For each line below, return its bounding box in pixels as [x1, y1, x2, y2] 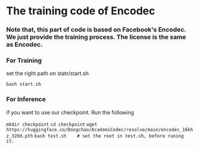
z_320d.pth [6, 133, 33, 139]
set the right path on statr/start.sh [6, 70, 89, 77]
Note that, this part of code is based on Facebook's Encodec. [6, 26, 186, 34]
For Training [6, 57, 42, 65]
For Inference [6, 95, 46, 104]
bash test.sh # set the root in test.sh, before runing [34, 133, 184, 139]
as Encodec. [6, 41, 43, 49]
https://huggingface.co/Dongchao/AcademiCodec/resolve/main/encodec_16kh [6, 126, 194, 132]
